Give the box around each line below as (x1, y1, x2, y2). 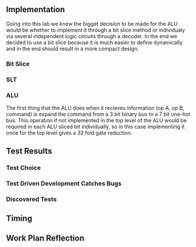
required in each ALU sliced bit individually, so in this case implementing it (6, 123, 185, 130)
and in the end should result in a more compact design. (6, 45, 139, 52)
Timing (6, 213, 32, 223)
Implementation (6, 5, 66, 15)
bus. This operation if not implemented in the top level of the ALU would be (6, 116, 187, 123)
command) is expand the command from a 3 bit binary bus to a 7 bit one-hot (6, 111, 191, 118)
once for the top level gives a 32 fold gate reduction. (6, 129, 133, 136)
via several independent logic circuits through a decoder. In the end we (6, 32, 177, 40)
